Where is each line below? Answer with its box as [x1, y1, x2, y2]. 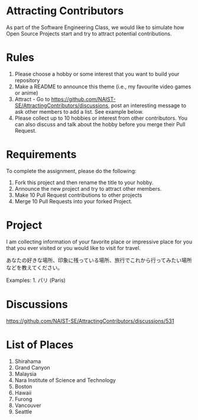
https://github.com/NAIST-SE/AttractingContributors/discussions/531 [6, 317, 174, 324]
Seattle [14, 408, 33, 415]
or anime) [14, 89, 38, 96]
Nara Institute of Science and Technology [14, 376, 116, 383]
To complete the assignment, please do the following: [6, 167, 137, 174]
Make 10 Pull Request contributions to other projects [14, 191, 142, 198]
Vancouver [14, 402, 41, 409]
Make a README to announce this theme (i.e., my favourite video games [14, 83, 191, 90]
